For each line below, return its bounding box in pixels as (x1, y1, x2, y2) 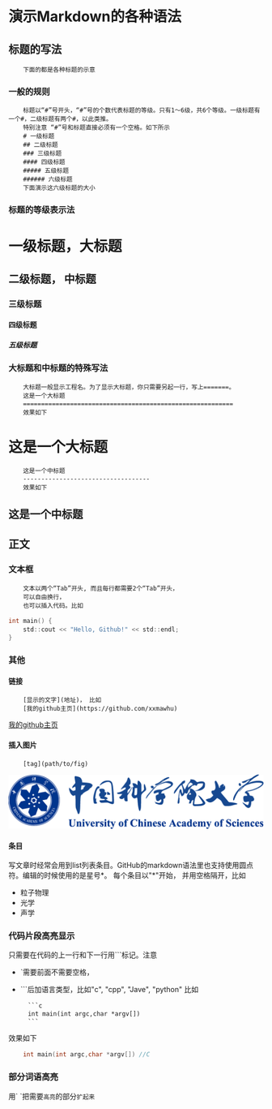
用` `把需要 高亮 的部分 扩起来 (8, 1091, 96, 1101)
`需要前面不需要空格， (19, 967, 95, 978)
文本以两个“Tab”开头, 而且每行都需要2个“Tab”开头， (23, 584, 179, 592)
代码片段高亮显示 (8, 931, 75, 942)
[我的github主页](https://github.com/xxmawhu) (23, 705, 178, 713)
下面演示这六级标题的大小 (23, 184, 96, 192)
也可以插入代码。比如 (23, 601, 83, 609)
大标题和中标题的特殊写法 (8, 363, 108, 374)
